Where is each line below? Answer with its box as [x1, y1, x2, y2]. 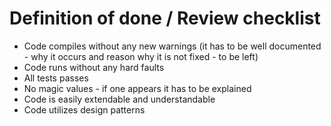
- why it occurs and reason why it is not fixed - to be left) [23, 50, 259, 62]
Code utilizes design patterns [23, 103, 146, 116]
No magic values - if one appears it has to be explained [23, 82, 252, 94]
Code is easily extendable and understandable [23, 93, 216, 105]
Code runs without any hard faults [23, 61, 165, 73]
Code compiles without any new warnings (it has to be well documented [23, 40, 322, 52]
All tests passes [23, 72, 89, 84]
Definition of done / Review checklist [9, 7, 321, 30]
